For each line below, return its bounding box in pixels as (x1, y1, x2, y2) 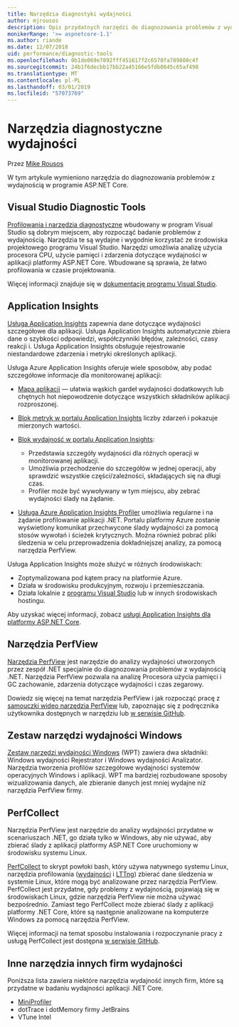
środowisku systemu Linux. (7, 849, 87, 857)
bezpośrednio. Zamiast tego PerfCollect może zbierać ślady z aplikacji (7, 900, 214, 909)
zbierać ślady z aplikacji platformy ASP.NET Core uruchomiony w (7, 841, 198, 850)
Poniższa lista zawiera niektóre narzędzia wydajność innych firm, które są (7, 976, 224, 984)
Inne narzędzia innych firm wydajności (7, 957, 183, 969)
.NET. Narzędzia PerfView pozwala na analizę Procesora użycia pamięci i (7, 672, 222, 681)
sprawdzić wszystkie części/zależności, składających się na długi (28, 471, 221, 480)
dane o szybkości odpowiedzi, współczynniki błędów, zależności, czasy (7, 334, 218, 343)
